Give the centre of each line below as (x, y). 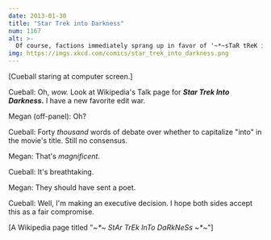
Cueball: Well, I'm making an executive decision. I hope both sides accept (130, 203)
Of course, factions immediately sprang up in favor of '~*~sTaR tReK (137, 46)
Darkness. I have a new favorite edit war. (77, 101)
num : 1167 (25, 31)
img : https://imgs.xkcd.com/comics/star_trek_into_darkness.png (119, 53)
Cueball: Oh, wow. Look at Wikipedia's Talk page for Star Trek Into (119, 92)
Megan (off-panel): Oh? (48, 116)
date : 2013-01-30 (38, 16)
